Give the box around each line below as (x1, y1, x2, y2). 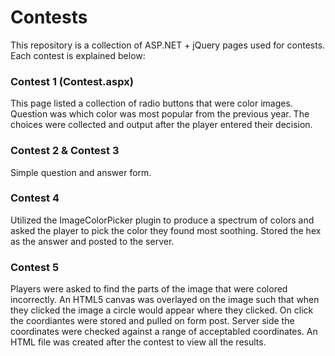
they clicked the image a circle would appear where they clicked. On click (10, 304, 314, 316)
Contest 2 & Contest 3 (10, 144, 120, 158)
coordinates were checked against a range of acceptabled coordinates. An (10, 326, 318, 338)
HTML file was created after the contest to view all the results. (10, 336, 267, 348)
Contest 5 (10, 260, 60, 274)
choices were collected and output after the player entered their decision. (10, 119, 313, 131)
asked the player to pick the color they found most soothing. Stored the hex (10, 224, 322, 236)
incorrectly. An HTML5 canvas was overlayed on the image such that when (10, 294, 320, 306)
